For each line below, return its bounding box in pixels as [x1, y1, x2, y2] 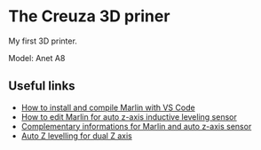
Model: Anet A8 [8, 52, 66, 63]
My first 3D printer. [8, 36, 77, 46]
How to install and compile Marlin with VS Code [20, 102, 196, 113]
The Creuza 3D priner [8, 6, 170, 27]
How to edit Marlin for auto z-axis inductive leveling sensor [20, 111, 237, 122]
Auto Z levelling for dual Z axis [20, 130, 132, 141]
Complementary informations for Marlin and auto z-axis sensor [20, 121, 252, 131]
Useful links [8, 78, 76, 94]
